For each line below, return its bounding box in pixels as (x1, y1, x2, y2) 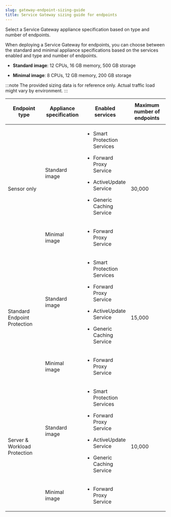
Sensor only (8, 185, 37, 192)
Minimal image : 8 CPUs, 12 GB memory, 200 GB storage (12, 72, 131, 78)
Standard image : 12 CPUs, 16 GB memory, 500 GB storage (12, 62, 136, 68)
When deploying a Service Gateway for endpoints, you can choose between (5, 41, 165, 47)
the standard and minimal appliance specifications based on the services (5, 47, 159, 53)
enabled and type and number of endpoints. (5, 52, 98, 59)
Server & (8, 436, 29, 444)
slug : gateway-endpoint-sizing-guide (5, 7, 85, 13)
